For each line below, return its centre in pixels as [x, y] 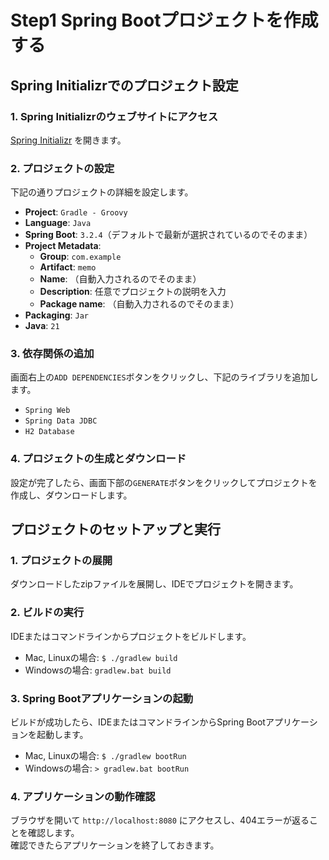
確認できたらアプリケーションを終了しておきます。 [115, 845]
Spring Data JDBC [61, 421]
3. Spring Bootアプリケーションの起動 [102, 698]
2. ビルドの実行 [47, 613]
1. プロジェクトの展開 [61, 561]
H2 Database [49, 432]
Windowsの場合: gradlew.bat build [98, 670]
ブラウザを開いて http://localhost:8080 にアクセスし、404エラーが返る [160, 820]
